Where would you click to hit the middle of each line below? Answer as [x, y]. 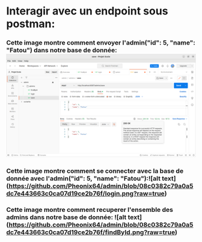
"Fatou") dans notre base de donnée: [62, 51]
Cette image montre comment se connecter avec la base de [95, 171]
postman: [31, 24]
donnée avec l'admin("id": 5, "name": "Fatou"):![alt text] [91, 178]
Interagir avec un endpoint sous [87, 11]
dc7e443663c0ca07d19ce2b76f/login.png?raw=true [85, 193]
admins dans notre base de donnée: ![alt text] [74, 217]
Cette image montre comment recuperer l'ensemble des [90, 209]
